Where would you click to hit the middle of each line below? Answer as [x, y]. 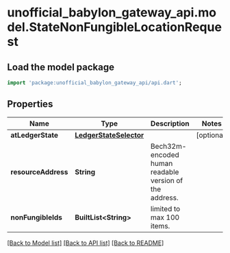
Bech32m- [168, 146]
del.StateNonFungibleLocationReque [115, 27]
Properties [30, 104]
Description [170, 123]
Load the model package [61, 67]
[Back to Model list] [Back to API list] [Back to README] [86, 243]
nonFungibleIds [37, 217]
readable [165, 171]
